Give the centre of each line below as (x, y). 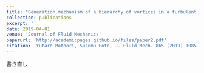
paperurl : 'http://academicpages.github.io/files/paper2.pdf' (87, 40)
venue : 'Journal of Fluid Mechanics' (54, 35)
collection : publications (39, 18)
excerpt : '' (21, 23)
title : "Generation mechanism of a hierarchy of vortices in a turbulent (102, 12)
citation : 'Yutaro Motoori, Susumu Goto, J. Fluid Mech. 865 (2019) (95, 46)
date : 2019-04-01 (28, 29)
